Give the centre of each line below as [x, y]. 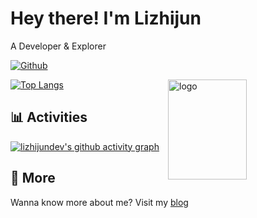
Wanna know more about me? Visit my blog [99, 202]
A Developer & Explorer [58, 46]
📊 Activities [49, 117]
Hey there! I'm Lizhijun [106, 18]
